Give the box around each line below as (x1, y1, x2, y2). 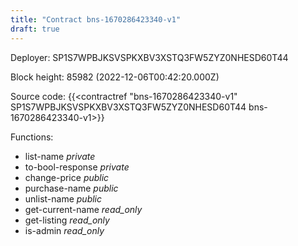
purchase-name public (24, 182, 119, 194)
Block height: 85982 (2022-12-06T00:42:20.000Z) (10, 71, 220, 83)
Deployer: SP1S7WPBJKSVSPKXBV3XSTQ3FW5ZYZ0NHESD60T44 (10, 51, 289, 63)
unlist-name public (24, 192, 103, 205)
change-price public (24, 171, 110, 183)
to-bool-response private (24, 161, 130, 173)
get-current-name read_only (24, 203, 143, 215)
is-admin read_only (24, 224, 105, 236)
